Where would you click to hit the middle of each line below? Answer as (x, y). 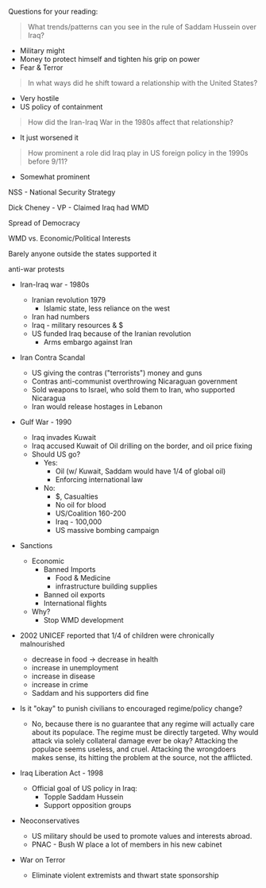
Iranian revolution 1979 (68, 300)
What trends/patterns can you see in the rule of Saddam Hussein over (142, 27)
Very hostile (39, 98)
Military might (42, 50)
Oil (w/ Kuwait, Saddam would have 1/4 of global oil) (141, 471)
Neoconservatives (50, 820)
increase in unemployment (75, 668)
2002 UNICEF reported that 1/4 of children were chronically (117, 635)
